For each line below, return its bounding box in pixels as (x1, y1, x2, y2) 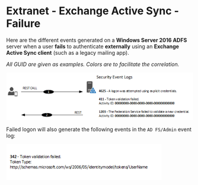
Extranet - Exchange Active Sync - (6, 4, 180, 18)
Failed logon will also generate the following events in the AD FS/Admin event (6, 126, 191, 133)
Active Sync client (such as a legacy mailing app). (6, 49, 129, 56)
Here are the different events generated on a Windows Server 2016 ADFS (6, 36, 187, 43)
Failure (6, 17, 41, 30)
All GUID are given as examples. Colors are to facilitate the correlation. (6, 61, 180, 68)
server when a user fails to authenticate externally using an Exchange (6, 43, 180, 50)
